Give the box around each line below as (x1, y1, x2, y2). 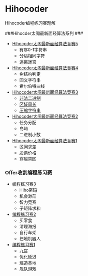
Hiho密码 (19, 187, 38, 193)
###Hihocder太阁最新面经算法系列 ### (5, 30, 83, 36)
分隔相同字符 (19, 52, 45, 59)
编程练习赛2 (12, 211, 36, 217)
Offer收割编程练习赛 (5, 169, 52, 176)
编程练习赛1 (12, 242, 35, 248)
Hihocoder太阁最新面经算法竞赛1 (12, 137, 77, 144)
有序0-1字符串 (19, 47, 47, 52)
